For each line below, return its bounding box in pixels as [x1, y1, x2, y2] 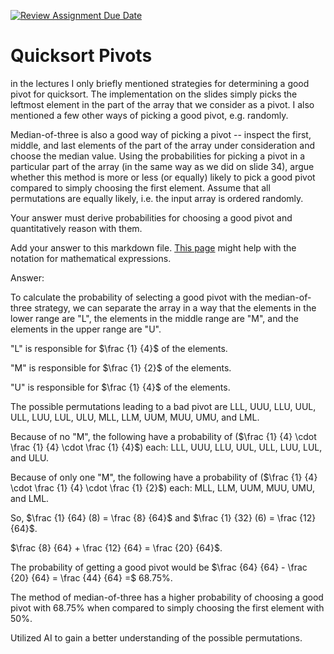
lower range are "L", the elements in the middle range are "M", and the [10, 312, 299, 324]
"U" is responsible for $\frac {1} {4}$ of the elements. [10, 381, 231, 393]
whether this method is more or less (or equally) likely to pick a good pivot [10, 171, 316, 183]
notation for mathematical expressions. [10, 252, 172, 264]
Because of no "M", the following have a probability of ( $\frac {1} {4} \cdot [10, 430, 317, 442]
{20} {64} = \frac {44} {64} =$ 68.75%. [10, 571, 173, 584]
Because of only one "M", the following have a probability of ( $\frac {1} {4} [10, 471, 318, 483]
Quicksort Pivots [10, 45, 153, 67]
